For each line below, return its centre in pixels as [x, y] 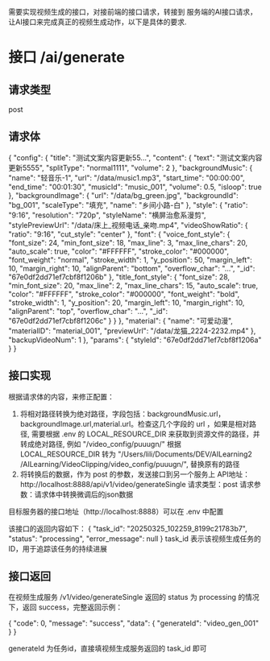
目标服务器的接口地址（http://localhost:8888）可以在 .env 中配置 [116, 511]
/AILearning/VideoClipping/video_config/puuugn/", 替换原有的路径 [130, 464]
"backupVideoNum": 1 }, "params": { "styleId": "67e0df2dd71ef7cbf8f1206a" [135, 340]
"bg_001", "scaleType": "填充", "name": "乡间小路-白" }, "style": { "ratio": [128, 204]
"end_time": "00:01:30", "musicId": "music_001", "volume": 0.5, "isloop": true [135, 187]
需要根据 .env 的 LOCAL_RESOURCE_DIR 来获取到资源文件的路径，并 [145, 434]
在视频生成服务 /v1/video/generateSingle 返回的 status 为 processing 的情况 [134, 597]
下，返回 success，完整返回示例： [66, 607]
